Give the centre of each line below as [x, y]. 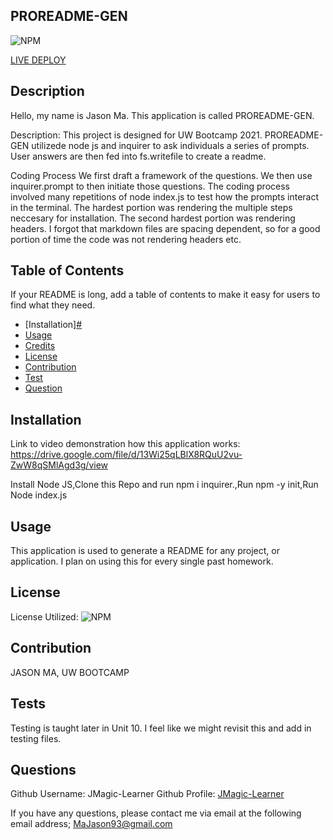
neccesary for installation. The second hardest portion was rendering [153, 218]
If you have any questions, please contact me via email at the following [156, 813]
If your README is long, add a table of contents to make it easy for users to [165, 295]
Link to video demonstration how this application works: [125, 444]
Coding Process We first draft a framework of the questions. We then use [161, 175]
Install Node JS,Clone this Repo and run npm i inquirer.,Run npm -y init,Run [164, 485]
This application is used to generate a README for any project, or [145, 551]
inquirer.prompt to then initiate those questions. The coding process [150, 186]
